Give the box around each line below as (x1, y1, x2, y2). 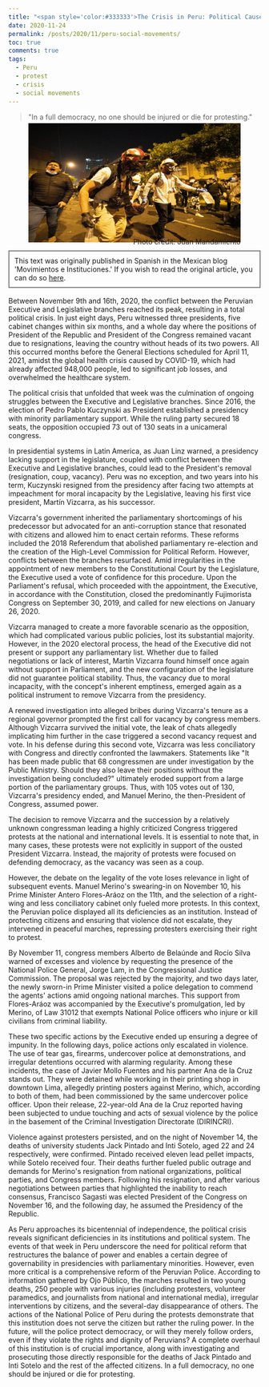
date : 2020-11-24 (8, 21, 66, 30)
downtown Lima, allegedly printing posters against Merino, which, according (8, 1083, 261, 1092)
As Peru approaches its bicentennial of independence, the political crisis (8, 1224, 247, 1234)
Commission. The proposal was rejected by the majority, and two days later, (8, 974, 259, 983)
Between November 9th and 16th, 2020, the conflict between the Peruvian (8, 296, 254, 305)
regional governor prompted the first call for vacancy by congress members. (8, 714, 261, 724)
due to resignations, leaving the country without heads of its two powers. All (8, 339, 259, 348)
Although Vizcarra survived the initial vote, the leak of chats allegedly (8, 723, 238, 732)
